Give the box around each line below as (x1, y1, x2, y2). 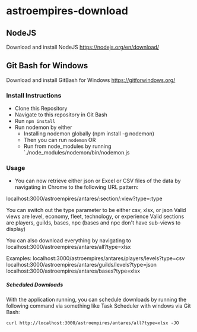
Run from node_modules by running (23, 143, 112, 150)
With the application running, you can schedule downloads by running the (6, 296, 187, 303)
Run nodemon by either (14, 124, 72, 131)
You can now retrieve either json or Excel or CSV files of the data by (14, 177, 181, 185)
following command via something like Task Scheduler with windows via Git (6, 302, 191, 309)
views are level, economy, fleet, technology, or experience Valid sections (6, 213, 185, 220)
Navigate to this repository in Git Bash (14, 111, 108, 118)
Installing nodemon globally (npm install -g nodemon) (23, 130, 155, 137)
